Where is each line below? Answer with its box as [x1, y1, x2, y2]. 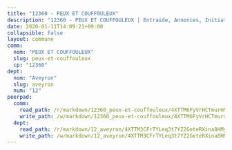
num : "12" [13, 87, 41, 94]
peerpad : [7, 94, 32, 101]
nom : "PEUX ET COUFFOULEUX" [13, 49, 95, 56]
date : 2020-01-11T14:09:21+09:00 [7, 23, 104, 30]
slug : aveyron [13, 81, 54, 88]
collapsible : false [7, 29, 64, 37]
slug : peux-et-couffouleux [13, 55, 91, 62]
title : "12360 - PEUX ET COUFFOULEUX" [7, 10, 119, 17]
